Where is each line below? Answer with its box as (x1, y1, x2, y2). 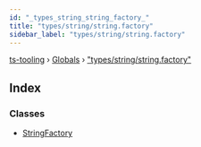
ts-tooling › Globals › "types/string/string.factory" (9, 55, 192, 65)
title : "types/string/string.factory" (9, 22, 154, 30)
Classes (9, 107, 46, 119)
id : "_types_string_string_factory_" (9, 13, 150, 22)
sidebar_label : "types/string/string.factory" (9, 30, 186, 39)
